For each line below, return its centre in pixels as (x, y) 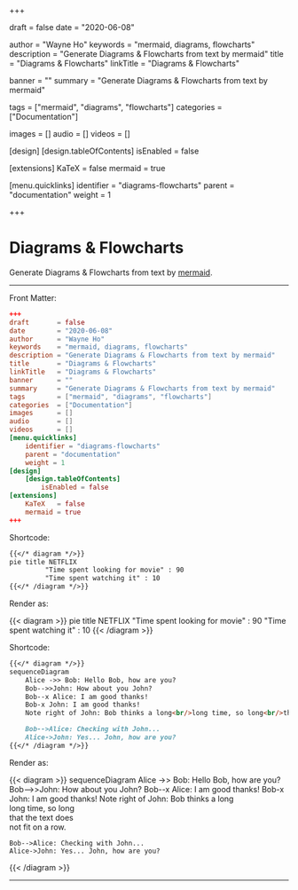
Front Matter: (33, 297)
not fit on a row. (38, 827)
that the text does (41, 817)
